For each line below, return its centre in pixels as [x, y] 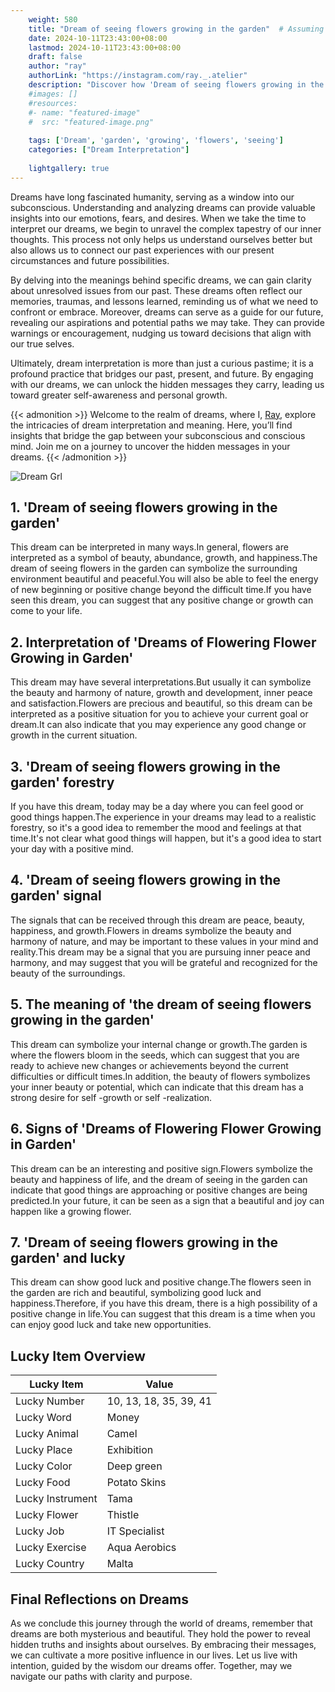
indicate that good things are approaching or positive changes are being [159, 1190]
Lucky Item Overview [78, 1356]
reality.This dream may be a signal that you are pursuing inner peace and [160, 952]
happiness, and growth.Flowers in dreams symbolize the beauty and [151, 930]
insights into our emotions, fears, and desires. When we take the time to [158, 218]
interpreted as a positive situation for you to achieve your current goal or [159, 714]
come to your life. [46, 611]
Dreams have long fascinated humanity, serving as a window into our [152, 197]
